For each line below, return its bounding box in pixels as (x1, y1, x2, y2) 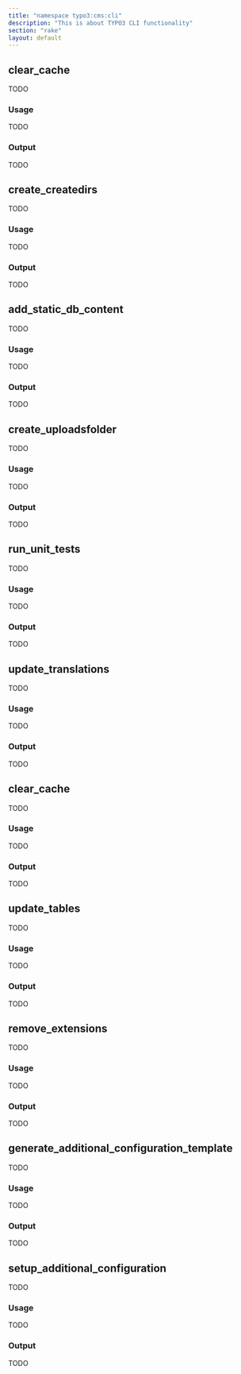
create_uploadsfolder (8, 423, 117, 436)
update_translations (8, 662, 109, 676)
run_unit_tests (8, 542, 81, 556)
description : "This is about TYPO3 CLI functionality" (8, 19, 193, 27)
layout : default (8, 33, 62, 42)
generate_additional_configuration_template (8, 1141, 233, 1156)
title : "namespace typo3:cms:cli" (8, 11, 123, 20)
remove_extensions (8, 1021, 108, 1035)
